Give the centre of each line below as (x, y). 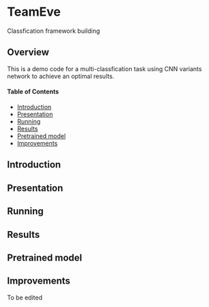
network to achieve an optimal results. (61, 76)
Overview (28, 52)
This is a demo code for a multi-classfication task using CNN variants (104, 68)
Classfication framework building (54, 31)
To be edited (25, 297)
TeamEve (34, 12)
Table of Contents (33, 92)
